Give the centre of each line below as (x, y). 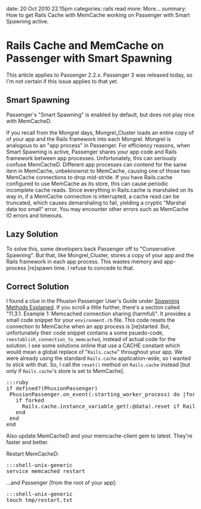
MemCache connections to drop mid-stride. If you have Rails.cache (89, 177)
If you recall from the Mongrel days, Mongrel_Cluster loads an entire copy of (100, 132)
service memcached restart (46, 471)
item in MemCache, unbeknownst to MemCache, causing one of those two (98, 171)
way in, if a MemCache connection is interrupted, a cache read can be (93, 196)
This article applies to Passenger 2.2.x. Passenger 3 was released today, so (99, 75)
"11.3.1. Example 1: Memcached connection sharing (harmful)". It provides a (98, 314)
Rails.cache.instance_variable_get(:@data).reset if (101, 406)
